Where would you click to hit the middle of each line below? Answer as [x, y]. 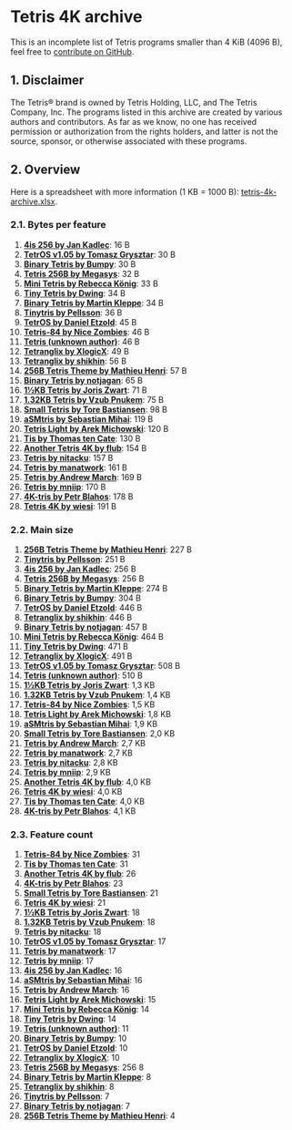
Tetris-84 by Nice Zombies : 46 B [86, 332]
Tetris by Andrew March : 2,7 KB [85, 744]
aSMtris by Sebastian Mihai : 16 [83, 981]
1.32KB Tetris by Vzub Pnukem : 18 [89, 922]
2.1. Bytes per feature [59, 225]
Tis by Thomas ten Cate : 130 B [82, 438]
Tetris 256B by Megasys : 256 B [84, 579]
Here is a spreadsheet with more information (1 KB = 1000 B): [125, 191]
